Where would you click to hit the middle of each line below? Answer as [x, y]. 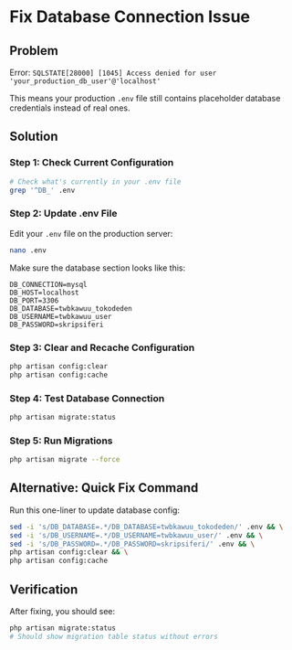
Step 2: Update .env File [63, 214]
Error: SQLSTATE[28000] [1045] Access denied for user [113, 72]
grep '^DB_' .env [42, 190]
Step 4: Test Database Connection [87, 398]
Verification [44, 589]
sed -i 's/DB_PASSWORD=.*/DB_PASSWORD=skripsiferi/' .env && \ [132, 544]
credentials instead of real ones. [70, 108]
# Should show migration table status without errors [114, 636]
